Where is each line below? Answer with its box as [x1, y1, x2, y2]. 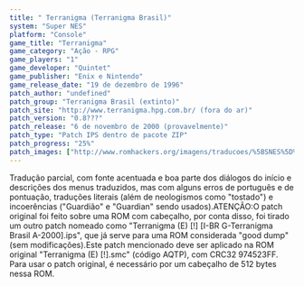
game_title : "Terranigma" [9, 38, 107, 48]
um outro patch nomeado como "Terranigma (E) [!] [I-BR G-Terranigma [9, 220, 273, 231]
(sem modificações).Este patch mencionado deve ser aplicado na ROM [9, 239, 274, 250]
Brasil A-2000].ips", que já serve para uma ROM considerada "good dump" [9, 229, 290, 240]
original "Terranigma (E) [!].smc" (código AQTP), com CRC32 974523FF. [9, 249, 279, 260]
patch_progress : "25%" [9, 139, 95, 148]
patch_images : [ [9, 147, 71, 156]
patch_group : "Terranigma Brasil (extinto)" [9, 97, 180, 106]
